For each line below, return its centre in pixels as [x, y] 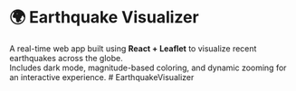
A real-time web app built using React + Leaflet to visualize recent [133, 48]
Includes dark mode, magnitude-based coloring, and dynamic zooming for [148, 68]
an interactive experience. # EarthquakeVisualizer [102, 77]
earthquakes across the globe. [67, 58]
